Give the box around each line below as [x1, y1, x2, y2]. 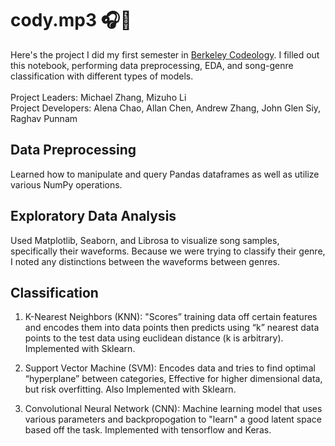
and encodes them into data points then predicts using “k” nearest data [24, 322, 320, 334]
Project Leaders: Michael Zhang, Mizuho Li [10, 91, 187, 103]
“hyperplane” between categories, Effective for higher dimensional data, [24, 373, 323, 385]
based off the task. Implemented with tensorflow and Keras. [24, 424, 272, 436]
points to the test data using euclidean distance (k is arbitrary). [24, 332, 284, 344]
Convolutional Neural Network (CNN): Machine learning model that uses [24, 403, 323, 415]
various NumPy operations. [10, 178, 123, 191]
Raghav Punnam [10, 112, 78, 124]
